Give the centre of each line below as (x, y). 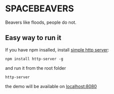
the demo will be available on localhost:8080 (51, 86)
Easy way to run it (33, 38)
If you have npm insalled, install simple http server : (57, 49)
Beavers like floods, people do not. (41, 22)
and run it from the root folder (36, 68)
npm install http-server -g (34, 59)
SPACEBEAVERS (40, 9)
